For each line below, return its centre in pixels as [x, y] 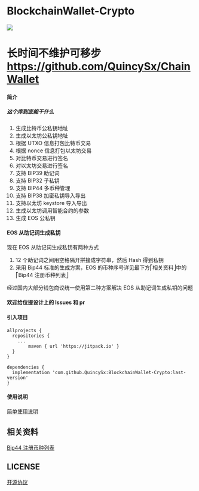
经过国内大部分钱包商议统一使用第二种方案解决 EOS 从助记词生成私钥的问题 [100, 287]
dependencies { [26, 367]
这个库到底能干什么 [30, 112]
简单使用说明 [22, 411]
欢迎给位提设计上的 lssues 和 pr [46, 302]
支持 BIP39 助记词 [37, 173]
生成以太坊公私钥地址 [42, 135]
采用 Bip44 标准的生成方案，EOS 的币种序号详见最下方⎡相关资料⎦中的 [101, 267]
